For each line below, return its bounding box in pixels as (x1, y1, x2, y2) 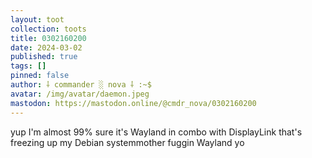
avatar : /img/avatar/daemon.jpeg (10, 89, 150, 99)
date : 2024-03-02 (10, 42, 83, 53)
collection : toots (10, 24, 87, 34)
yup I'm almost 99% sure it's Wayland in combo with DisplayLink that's (10, 126, 303, 138)
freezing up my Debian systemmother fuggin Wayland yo (10, 136, 245, 148)
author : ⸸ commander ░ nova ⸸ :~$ (10, 80, 152, 90)
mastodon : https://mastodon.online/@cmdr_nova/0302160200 (10, 98, 257, 108)
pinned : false (10, 71, 70, 81)
